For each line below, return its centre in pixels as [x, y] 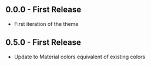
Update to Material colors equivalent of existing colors [80, 57]
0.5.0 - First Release [43, 43]
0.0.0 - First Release [43, 10]
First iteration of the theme [46, 24]
